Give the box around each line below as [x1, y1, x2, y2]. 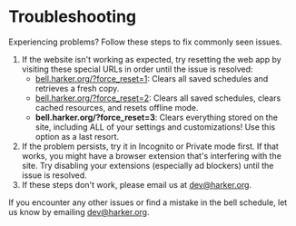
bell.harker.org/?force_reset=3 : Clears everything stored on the [35, 112, 279, 123]
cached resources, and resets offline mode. [35, 102, 199, 113]
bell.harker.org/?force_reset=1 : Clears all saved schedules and [35, 73, 269, 84]
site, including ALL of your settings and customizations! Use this [35, 121, 276, 133]
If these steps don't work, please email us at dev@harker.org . [21, 179, 252, 190]
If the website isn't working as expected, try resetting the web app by [21, 54, 282, 64]
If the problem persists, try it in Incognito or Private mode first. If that [21, 141, 279, 152]
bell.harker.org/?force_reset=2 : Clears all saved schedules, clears [35, 93, 281, 103]
